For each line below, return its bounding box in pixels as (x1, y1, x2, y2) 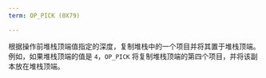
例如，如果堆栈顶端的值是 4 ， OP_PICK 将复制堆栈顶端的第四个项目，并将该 (8, 51, 252, 60)
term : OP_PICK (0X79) (8, 11, 81, 20)
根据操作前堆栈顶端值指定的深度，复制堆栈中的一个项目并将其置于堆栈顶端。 (8, 41, 260, 51)
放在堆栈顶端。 (14, 61, 65, 71)
